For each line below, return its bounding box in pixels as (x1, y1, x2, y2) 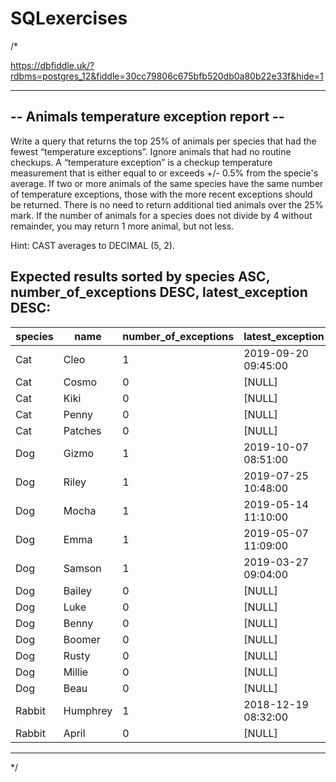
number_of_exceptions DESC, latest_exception (10, 284, 308, 301)
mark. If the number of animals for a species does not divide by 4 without (10, 209, 313, 221)
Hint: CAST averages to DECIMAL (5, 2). (10, 239, 175, 251)
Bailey (63, 583, 93, 597)
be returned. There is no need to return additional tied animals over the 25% (10, 198, 324, 211)
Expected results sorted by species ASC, (10, 268, 270, 286)
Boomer (63, 632, 101, 646)
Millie (63, 665, 89, 679)
